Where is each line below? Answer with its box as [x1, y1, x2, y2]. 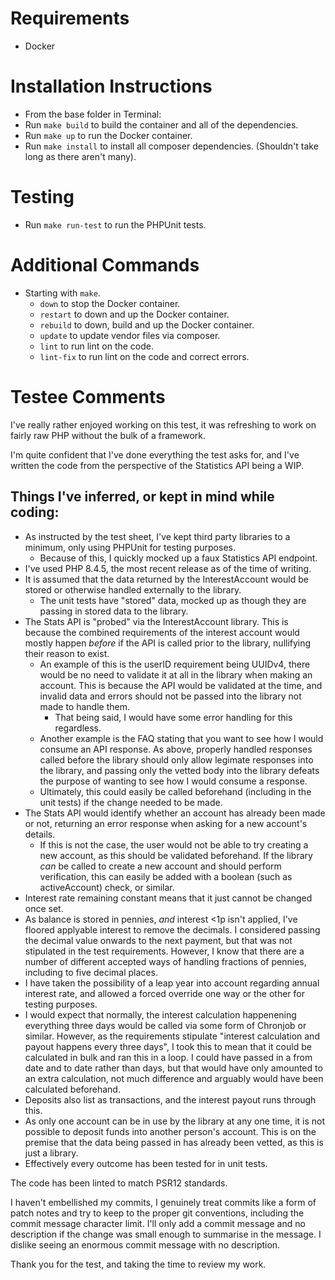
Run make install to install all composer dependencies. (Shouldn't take [24, 140, 319, 152]
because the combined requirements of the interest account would [24, 626, 300, 638]
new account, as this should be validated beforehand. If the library [39, 849, 313, 861]
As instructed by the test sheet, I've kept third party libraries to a [24, 530, 291, 542]
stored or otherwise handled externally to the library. [24, 583, 242, 596]
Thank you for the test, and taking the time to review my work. [10, 1258, 267, 1270]
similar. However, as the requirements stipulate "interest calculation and [24, 1030, 320, 1042]
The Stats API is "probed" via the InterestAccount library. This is [24, 615, 289, 627]
